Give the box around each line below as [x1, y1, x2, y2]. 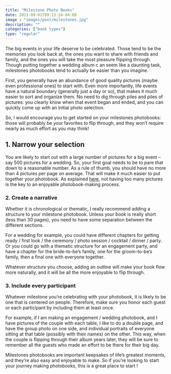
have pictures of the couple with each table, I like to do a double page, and [5, 320, 163, 326]
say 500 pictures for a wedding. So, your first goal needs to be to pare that [5, 159, 163, 165]
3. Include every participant [5, 282, 76, 289]
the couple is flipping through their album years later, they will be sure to [5, 336, 159, 343]
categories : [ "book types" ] [5, 27, 66, 32]
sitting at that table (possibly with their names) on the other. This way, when [5, 331, 166, 337]
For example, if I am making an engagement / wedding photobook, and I [5, 314, 158, 321]
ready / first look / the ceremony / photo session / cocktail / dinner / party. [5, 237, 162, 244]
